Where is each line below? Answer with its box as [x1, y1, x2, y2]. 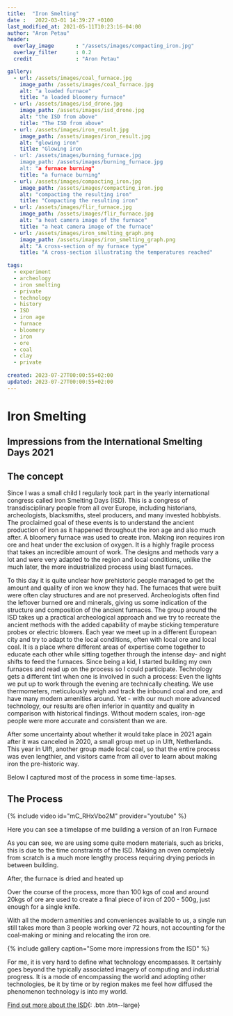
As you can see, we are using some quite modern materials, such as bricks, [7, 839, 224, 847]
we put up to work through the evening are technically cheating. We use [7, 679, 214, 688]
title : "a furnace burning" [19, 171, 101, 178]
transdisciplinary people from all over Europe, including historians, [7, 503, 197, 512]
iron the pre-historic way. [7, 759, 80, 768]
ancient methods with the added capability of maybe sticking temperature [7, 620, 219, 629]
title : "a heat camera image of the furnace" [19, 223, 154, 230]
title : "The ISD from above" [19, 120, 104, 127]
